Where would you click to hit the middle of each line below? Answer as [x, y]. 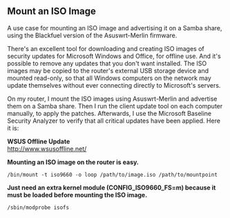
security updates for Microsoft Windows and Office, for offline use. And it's [114, 56]
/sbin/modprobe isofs [38, 207]
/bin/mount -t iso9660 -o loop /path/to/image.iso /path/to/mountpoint [112, 175]
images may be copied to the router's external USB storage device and [108, 70]
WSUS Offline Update [39, 141]
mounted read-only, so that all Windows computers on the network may [109, 78]
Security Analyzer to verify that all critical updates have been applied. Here [114, 121]
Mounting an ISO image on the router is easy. [73, 162]
